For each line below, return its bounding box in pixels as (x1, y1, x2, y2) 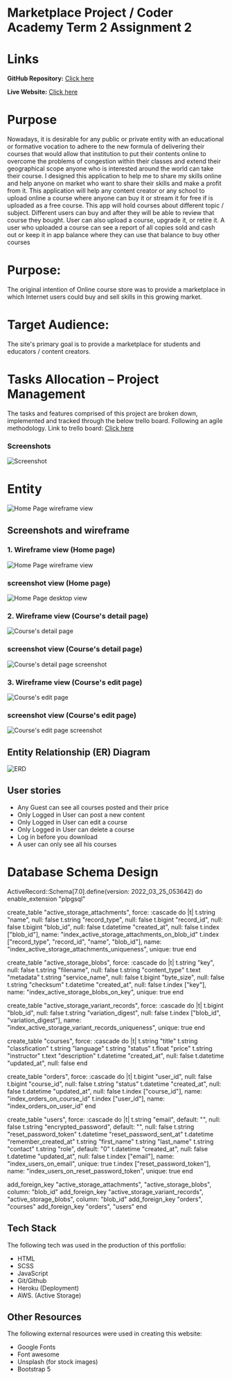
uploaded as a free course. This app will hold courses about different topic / (7, 201, 224, 209)
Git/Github (17, 1276, 47, 1284)
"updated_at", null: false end (7, 1059, 88, 1067)
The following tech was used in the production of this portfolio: (7, 1241, 187, 1249)
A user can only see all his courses (17, 840, 117, 848)
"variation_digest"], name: (7, 1016, 82, 1024)
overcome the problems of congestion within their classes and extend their (7, 157, 222, 166)
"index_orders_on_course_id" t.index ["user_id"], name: (7, 1094, 165, 1103)
